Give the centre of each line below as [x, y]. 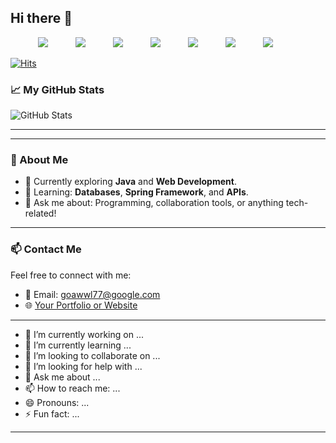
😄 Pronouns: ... [57, 402]
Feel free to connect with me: [71, 275]
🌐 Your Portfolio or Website [81, 305]
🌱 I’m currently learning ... [78, 345]
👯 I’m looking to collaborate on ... [92, 355]
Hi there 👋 [41, 18]
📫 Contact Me [46, 249]
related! [40, 213]
